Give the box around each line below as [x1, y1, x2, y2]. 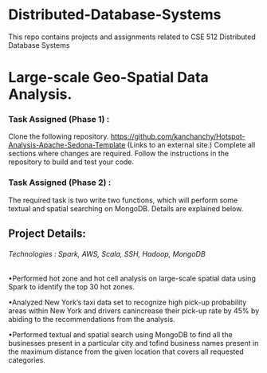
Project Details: [8, 227, 86, 241]
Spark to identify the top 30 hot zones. [8, 282, 135, 292]
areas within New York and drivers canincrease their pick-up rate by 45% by [8, 306, 260, 316]
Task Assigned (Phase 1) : [8, 114, 110, 125]
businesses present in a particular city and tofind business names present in [8, 339, 259, 348]
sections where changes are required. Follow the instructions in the [8, 149, 230, 159]
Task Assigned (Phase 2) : [8, 177, 112, 188]
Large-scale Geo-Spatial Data [8, 69, 209, 87]
